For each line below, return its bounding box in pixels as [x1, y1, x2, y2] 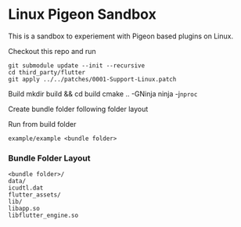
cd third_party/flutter [8, 68, 86, 76]
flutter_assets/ [8, 191, 61, 199]
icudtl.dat [8, 184, 44, 193]
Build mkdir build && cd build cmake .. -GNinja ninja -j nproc [8, 88, 198, 99]
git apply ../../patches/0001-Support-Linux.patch [8, 75, 177, 83]
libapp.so [8, 205, 41, 213]
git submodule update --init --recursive [8, 61, 146, 70]
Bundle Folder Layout [8, 153, 91, 164]
